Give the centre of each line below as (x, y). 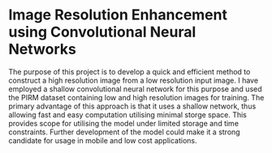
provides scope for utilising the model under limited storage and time (124, 123)
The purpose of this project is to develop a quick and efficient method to (130, 71)
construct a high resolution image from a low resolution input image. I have (133, 80)
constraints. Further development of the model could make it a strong (125, 132)
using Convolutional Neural (102, 32)
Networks (43, 49)
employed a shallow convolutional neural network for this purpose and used (135, 89)
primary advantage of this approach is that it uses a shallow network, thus (132, 106)
